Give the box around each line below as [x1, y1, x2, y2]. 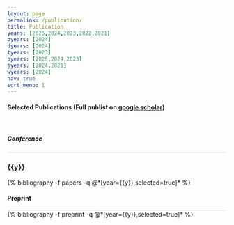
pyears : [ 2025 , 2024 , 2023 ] [7, 56, 82, 63]
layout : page [7, 10, 45, 17]
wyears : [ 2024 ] [7, 68, 52, 75]
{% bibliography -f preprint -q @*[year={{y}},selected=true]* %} [7, 210, 194, 218]
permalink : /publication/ [7, 17, 82, 24]
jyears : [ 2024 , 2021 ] [7, 62, 68, 69]
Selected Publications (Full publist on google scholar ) [7, 102, 165, 111]
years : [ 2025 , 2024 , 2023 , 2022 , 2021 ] [7, 29, 111, 37]
